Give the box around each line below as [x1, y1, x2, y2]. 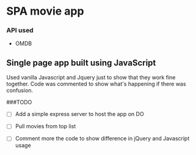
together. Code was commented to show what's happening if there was [6, 81, 186, 88]
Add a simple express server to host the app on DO [15, 110, 145, 118]
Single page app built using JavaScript [6, 57, 156, 68]
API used [6, 26, 34, 35]
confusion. [6, 87, 34, 94]
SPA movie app [6, 4, 84, 18]
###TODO [6, 99, 32, 106]
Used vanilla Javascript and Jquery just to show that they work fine [6, 74, 176, 81]
